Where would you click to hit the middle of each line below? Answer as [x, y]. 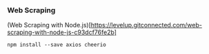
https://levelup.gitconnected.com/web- [146, 25]
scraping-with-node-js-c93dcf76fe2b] [62, 32]
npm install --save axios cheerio [57, 45]
